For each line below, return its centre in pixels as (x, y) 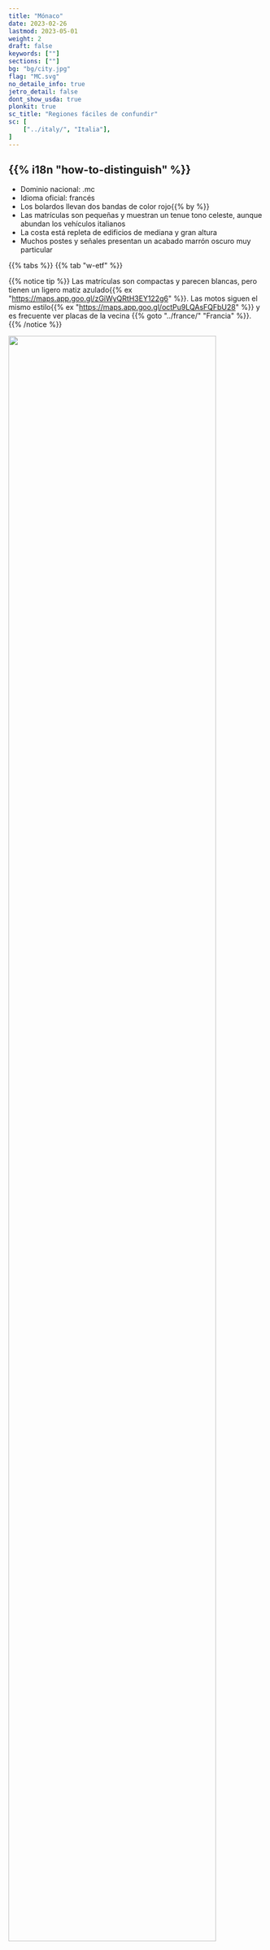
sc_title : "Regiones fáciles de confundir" (83, 115)
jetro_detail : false (44, 91)
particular (36, 250)
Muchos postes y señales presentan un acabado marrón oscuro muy (135, 242)
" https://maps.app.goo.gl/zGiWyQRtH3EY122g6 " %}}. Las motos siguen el (133, 298)
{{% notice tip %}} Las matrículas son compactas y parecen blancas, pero (133, 281)
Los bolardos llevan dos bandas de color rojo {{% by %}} (115, 207)
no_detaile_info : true (47, 84)
